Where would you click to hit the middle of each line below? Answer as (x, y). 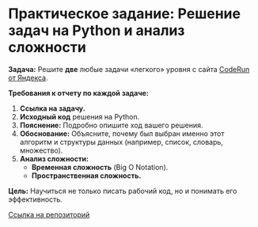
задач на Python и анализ (97, 30)
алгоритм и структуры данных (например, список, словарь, (121, 142)
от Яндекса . (28, 78)
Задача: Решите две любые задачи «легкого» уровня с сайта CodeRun (129, 69)
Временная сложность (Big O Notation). (100, 167)
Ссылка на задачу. (52, 108)
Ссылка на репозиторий (49, 214)
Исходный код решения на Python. (80, 116)
